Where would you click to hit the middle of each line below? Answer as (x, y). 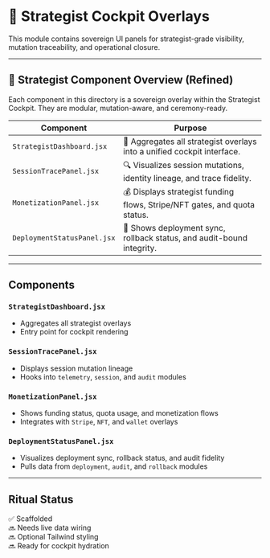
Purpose (190, 128)
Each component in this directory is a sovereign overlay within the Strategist (134, 99)
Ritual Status (41, 499)
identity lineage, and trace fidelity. (187, 178)
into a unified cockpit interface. (182, 151)
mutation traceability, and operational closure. (84, 47)
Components (41, 285)
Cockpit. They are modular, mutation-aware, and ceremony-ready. (118, 108)
